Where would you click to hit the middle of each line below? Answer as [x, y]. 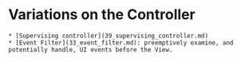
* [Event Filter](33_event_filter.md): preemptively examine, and [121, 43]
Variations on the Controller [102, 15]
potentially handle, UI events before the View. [91, 49]
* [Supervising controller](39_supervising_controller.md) [109, 36]
